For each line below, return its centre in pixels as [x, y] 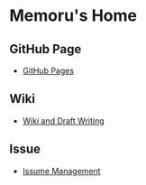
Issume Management [61, 171]
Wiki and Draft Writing [64, 120]
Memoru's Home [73, 16]
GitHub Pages [48, 70]
